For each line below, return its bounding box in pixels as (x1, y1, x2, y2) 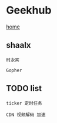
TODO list (6, 83, 42, 93)
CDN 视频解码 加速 (6, 112, 46, 118)
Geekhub (6, 4, 52, 17)
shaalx (6, 40, 31, 50)
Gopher (6, 67, 22, 73)
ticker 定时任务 (6, 100, 42, 106)
